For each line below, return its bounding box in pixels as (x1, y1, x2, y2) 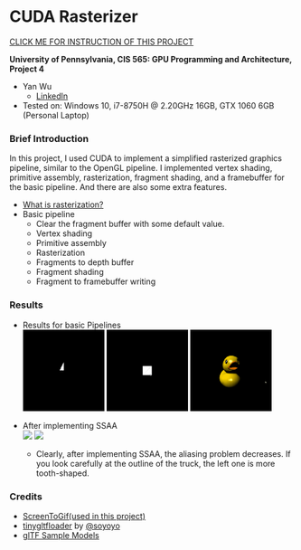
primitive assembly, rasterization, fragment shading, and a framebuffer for (9, 172, 285, 183)
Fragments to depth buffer (35, 257, 135, 268)
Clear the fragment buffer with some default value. (35, 219, 225, 230)
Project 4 (9, 63, 45, 74)
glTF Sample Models (22, 530, 99, 541)
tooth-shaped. (35, 468, 89, 479)
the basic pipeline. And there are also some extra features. (9, 182, 228, 193)
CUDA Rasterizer (9, 6, 138, 27)
